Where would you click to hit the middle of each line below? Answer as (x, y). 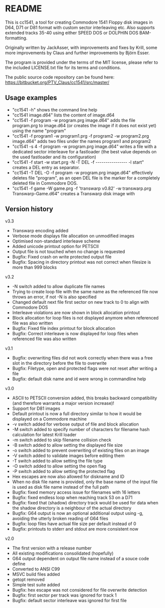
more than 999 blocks (34, 267)
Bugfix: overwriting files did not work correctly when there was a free (82, 358)
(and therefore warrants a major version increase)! (63, 403)
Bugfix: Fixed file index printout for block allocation (64, 328)
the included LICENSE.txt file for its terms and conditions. (63, 68)
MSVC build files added (36, 574)
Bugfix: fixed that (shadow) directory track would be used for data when (85, 502)
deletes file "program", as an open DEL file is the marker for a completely (86, 178)
